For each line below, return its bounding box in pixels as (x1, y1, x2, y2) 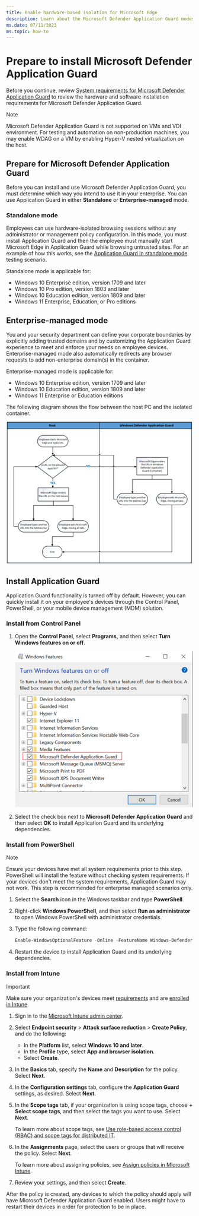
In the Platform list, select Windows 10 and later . (23, 1041, 144, 1049)
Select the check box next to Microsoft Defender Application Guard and (14, 813, 193, 821)
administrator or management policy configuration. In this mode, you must (6, 231, 187, 238)
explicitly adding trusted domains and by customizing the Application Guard (6, 337, 191, 344)
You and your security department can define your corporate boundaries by (6, 331, 191, 338)
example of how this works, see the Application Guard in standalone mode (6, 250, 188, 257)
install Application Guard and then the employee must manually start (6, 237, 173, 245)
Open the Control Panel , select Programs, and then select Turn (14, 633, 171, 640)
